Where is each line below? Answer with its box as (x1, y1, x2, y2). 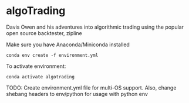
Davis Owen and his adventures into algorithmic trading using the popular (6, 23, 184, 30)
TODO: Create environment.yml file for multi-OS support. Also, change (6, 84, 177, 91)
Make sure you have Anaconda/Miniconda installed (6, 41, 130, 48)
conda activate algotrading (6, 74, 75, 80)
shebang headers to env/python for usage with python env (6, 90, 148, 97)
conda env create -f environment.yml (6, 52, 99, 58)
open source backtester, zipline (6, 29, 82, 36)
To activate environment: (6, 63, 66, 70)
